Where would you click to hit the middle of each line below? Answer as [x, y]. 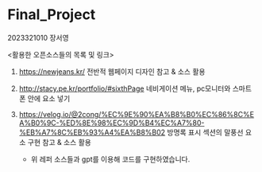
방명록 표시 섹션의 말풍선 [205, 132]
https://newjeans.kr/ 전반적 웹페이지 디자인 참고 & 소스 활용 [112, 71]
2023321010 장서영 [38, 37]
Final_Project [52, 15]
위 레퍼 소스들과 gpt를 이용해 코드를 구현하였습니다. [110, 159]
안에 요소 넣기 [49, 98]
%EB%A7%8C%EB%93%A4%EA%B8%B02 [92, 132]
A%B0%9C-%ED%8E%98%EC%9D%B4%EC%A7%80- [112, 123]
